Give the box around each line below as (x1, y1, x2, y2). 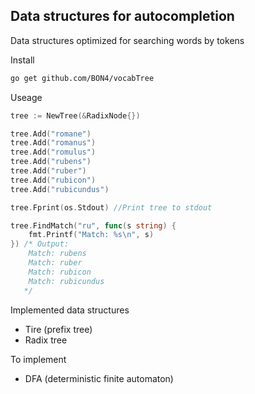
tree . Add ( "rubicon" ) (10, 175, 97, 185)
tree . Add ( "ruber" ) (10, 166, 87, 176)
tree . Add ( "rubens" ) (10, 157, 92, 167)
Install (10, 54, 35, 66)
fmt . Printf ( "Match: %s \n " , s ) (28, 230, 155, 240)
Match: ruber (28, 258, 83, 268)
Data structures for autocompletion (10, 8, 235, 25)
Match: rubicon (28, 267, 92, 277)
